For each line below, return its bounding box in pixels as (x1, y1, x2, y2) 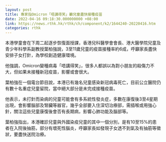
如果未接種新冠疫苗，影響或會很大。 (18, 69, 92, 75)
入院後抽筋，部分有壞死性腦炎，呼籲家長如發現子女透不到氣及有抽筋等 (13, 125, 157, 131)
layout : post (5, 7, 32, 12)
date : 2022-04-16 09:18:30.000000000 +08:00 (5, 16, 98, 21)
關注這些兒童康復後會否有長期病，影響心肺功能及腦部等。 (13, 108, 131, 114)
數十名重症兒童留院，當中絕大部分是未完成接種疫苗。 (9, 86, 118, 92)
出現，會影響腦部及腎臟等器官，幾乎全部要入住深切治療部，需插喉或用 (5, 102, 148, 108)
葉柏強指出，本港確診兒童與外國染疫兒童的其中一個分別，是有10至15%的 (5, 119, 153, 125)
